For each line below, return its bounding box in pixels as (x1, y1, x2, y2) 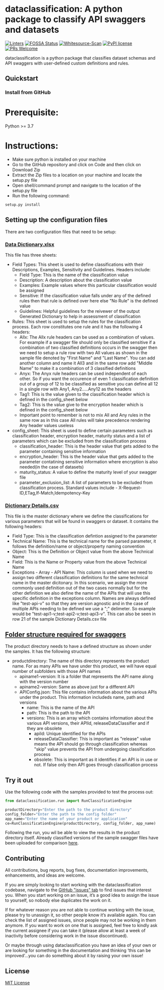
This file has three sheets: (5, 252, 57, 258)
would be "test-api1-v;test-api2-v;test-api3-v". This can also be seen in (12, 611, 156, 617)
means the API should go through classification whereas (34, 741, 148, 747)
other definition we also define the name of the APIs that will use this (12, 590, 150, 596)
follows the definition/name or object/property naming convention (12, 543, 145, 549)
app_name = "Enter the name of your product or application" (5, 816, 128, 821)
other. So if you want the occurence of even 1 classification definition (19, 376, 159, 382)
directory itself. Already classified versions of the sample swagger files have (5, 835, 159, 841)
